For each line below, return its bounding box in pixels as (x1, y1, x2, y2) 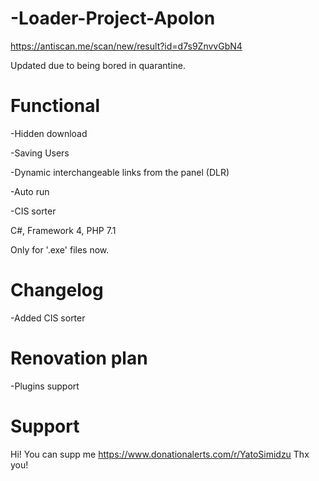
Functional (10, 95, 101, 117)
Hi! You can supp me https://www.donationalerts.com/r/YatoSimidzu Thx (10, 448, 310, 460)
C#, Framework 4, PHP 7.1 (10, 224, 117, 236)
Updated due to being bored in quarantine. (10, 59, 187, 71)
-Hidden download (10, 127, 88, 139)
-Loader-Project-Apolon (10, 7, 216, 30)
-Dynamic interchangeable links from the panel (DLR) (10, 166, 230, 178)
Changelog (10, 279, 104, 302)
